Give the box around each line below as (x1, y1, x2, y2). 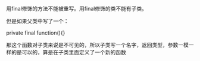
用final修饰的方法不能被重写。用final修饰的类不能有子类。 (6, 5, 148, 12)
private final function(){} (6, 29, 65, 36)
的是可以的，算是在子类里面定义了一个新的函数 (11, 49, 126, 56)
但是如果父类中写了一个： (6, 18, 69, 25)
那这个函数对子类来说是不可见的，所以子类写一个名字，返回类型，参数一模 (6, 42, 189, 48)
